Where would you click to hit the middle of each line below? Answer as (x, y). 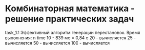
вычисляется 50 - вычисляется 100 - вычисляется (57, 43)
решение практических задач (70, 19)
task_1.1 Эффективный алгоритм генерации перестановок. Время (73, 32)
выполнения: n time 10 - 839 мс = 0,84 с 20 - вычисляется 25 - (70, 38)
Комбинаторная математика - (70, 9)
